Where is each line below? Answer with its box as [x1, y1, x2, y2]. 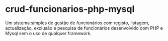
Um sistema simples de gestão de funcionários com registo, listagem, [5, 20, 150, 26]
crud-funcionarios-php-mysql [5, 3, 135, 15]
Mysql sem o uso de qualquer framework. [5, 30, 92, 36]
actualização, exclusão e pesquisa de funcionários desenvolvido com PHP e [5, 25, 163, 31]
